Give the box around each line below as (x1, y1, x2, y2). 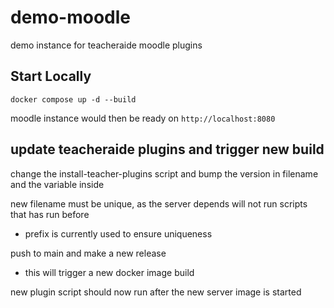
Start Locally (10, 68, 92, 85)
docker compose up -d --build (10, 94, 137, 105)
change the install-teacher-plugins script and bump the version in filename (10, 167, 319, 180)
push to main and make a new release (10, 247, 167, 259)
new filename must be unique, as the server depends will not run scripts (10, 197, 308, 210)
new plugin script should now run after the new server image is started (10, 286, 302, 298)
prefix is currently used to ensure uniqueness (24, 227, 213, 240)
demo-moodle (10, 6, 131, 29)
